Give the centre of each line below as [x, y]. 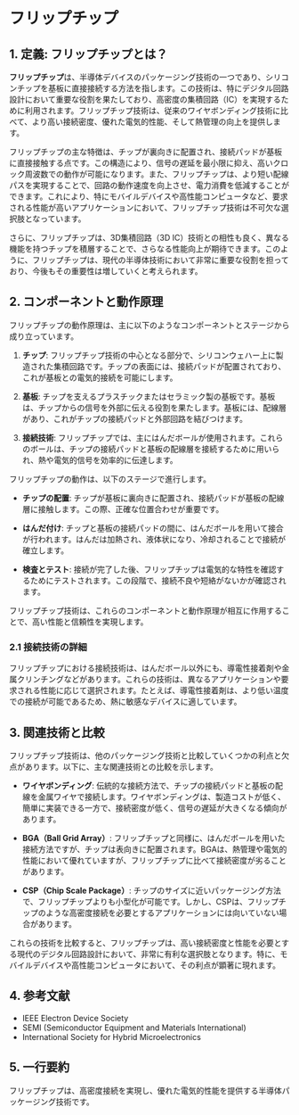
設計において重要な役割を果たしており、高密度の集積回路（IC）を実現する [145, 99]
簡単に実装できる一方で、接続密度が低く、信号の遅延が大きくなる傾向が [154, 807]
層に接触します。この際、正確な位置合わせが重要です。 [123, 508]
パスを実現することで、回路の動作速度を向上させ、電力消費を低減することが [149, 185]
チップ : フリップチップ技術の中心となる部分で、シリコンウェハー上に [149, 355]
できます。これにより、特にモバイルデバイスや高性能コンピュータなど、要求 [149, 196]
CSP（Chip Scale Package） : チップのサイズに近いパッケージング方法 [152, 890]
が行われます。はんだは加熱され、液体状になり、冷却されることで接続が [154, 539]
